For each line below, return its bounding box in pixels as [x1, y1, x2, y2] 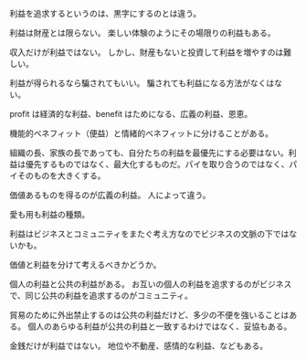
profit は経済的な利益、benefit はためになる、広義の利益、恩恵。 [9, 109, 253, 119]
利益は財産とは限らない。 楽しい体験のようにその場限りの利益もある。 [9, 27, 276, 38]
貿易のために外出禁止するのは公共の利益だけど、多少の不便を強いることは [9, 310, 290, 320]
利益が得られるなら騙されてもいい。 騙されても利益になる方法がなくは [9, 78, 275, 89]
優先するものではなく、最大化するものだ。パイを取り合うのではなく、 [25, 159, 290, 169]
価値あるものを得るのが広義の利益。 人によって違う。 [9, 190, 211, 200]
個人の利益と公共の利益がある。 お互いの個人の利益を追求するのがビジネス [9, 279, 292, 290]
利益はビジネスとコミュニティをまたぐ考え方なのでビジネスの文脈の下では [9, 228, 290, 239]
